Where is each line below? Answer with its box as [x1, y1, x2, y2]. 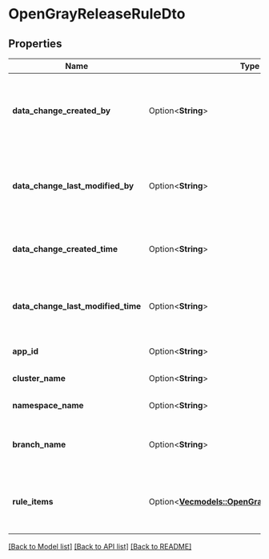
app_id [12, 346, 38, 357]
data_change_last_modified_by [12, 180, 134, 191]
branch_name [12, 439, 66, 450]
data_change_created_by [12, 105, 110, 116]
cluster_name [12, 373, 66, 383]
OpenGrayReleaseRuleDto [8, 5, 186, 23]
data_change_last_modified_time [12, 301, 142, 311]
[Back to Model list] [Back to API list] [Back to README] [8, 542, 192, 551]
